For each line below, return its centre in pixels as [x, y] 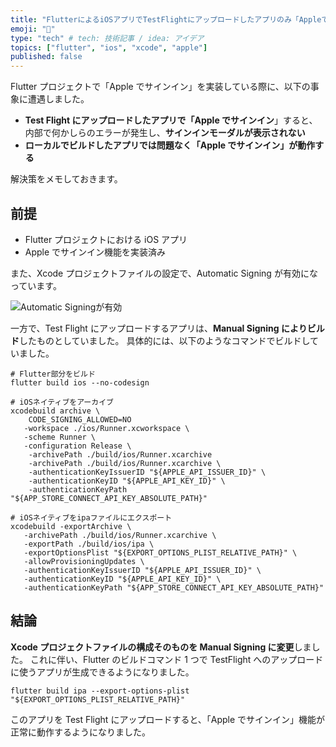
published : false [46, 57]
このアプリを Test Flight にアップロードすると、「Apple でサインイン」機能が [168, 719]
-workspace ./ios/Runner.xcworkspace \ [106, 428]
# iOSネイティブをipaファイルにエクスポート [91, 517]
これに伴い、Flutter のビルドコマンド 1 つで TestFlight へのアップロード [176, 659]
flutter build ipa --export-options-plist [100, 691]
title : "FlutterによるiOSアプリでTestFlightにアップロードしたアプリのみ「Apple [166, 19]
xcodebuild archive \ [55, 411]
